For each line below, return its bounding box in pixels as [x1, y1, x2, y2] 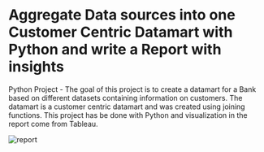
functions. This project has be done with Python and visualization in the [8, 110, 248, 119]
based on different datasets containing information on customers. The [8, 93, 243, 102]
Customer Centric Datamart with [8, 23, 233, 41]
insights [8, 58, 65, 76]
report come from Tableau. [8, 119, 99, 128]
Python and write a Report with [8, 41, 222, 59]
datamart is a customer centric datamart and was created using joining [8, 102, 245, 111]
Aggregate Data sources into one [8, 6, 236, 24]
